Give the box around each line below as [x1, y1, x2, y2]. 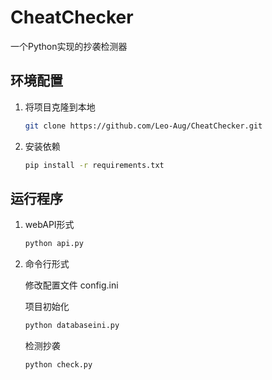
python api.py [24, 239, 84, 249]
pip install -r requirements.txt [24, 160, 165, 170]
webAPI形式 [24, 219, 75, 231]
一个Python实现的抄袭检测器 [10, 40, 128, 52]
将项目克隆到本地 [24, 101, 96, 113]
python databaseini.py [24, 321, 120, 331]
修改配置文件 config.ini [24, 279, 119, 291]
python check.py [24, 360, 93, 370]
